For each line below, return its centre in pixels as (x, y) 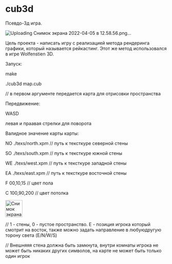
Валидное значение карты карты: (42, 133)
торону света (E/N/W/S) (31, 235)
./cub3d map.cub (24, 84)
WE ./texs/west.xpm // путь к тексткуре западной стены (66, 163)
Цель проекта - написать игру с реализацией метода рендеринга (78, 43)
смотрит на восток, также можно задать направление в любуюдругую (83, 230)
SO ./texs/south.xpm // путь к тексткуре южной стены (64, 153)
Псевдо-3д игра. (24, 23)
